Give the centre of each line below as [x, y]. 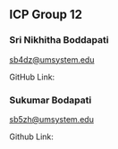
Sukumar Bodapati [51, 100]
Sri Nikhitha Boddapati [59, 40]
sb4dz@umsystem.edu [52, 59]
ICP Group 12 [46, 15]
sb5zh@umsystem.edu [51, 119]
